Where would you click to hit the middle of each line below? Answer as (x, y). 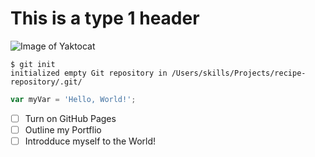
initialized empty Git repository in (89, 73)
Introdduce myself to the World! (90, 141)
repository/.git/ (46, 82)
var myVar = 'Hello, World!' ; (73, 99)
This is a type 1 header (105, 18)
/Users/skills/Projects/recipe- (239, 73)
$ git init (33, 64)
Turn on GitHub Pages (70, 118)
